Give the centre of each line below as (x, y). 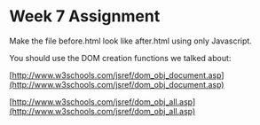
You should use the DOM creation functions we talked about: (120, 58)
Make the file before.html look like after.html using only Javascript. (131, 41)
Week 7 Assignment (85, 16)
